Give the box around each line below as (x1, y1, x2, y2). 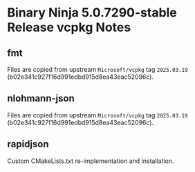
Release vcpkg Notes (7, 19, 131, 35)
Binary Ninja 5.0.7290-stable (7, 5, 178, 21)
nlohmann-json (7, 93, 75, 104)
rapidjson (7, 138, 50, 150)
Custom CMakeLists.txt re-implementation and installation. (7, 157, 174, 165)
